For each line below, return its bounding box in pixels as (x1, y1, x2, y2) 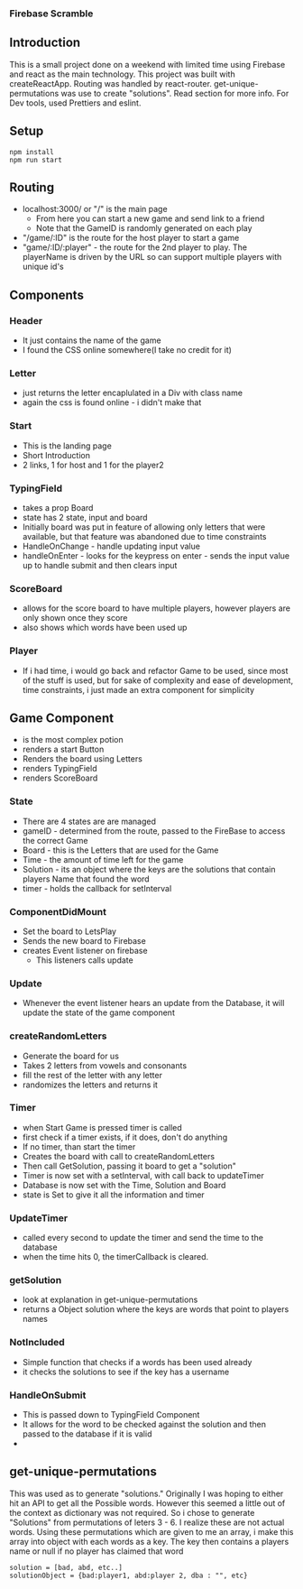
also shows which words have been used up (22, 622, 188, 633)
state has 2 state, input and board (22, 512, 148, 522)
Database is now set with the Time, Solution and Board (22, 1179, 226, 1190)
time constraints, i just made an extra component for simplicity (22, 684, 255, 695)
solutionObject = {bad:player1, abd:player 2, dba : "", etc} (9, 1571, 248, 1580)
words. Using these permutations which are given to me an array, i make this (9, 1526, 294, 1537)
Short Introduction (22, 449, 90, 460)
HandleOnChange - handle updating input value (22, 540, 201, 551)
